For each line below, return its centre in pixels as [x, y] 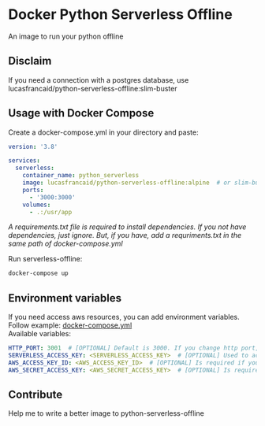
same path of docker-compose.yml [66, 244]
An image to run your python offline [66, 36]
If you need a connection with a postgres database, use [99, 80]
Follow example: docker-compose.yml [70, 325]
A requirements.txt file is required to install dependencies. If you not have [127, 227]
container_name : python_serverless [81, 176]
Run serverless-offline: [45, 259]
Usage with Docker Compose [81, 113]
